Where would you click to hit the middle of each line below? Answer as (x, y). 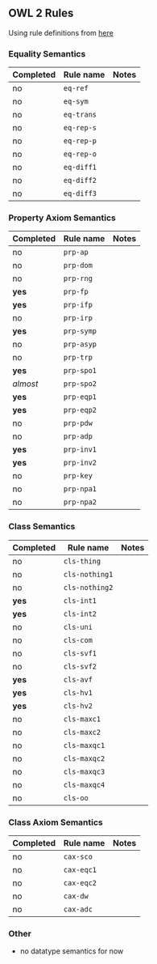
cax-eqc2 (80, 883)
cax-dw (76, 896)
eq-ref (76, 89)
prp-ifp (78, 305)
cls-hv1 (78, 692)
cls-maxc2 (82, 732)
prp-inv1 (80, 450)
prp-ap (76, 253)
